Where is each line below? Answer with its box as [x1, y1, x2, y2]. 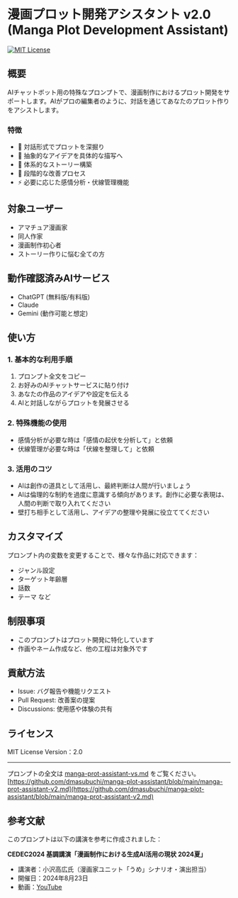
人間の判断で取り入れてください [17, 499, 111, 507]
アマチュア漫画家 [17, 223, 68, 231]
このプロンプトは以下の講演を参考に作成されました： [7, 835, 163, 843]
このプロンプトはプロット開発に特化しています [17, 635, 154, 644]
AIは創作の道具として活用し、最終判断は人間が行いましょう [17, 481, 191, 490]
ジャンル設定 [17, 566, 55, 574]
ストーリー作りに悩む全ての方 [17, 249, 105, 258]
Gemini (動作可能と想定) [17, 309, 89, 318]
